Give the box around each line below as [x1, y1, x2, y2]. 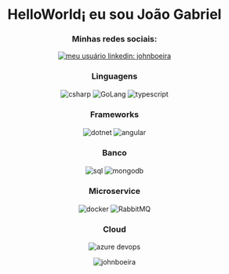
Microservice [88, 186, 141, 197]
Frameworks [89, 109, 140, 120]
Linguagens [91, 71, 138, 82]
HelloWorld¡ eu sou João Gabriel [7, 5, 222, 24]
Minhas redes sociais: [71, 34, 158, 45]
